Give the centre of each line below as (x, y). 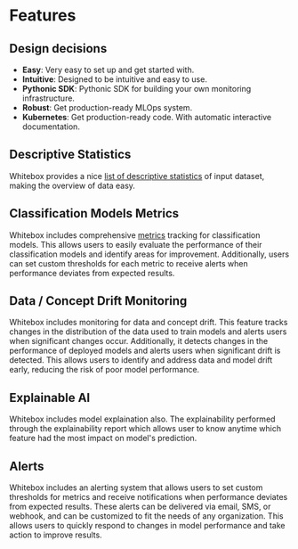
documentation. (51, 127)
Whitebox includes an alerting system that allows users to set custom (136, 488)
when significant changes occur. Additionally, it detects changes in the (139, 341)
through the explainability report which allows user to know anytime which (145, 429)
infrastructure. (48, 98)
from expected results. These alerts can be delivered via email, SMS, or (140, 507)
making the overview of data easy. (72, 185)
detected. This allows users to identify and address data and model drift (141, 360)
